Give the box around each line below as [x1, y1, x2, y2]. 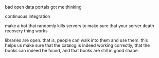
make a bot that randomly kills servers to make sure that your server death [5, 23, 155, 29]
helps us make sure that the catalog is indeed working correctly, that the [5, 43, 150, 48]
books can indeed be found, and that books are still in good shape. [5, 48, 139, 53]
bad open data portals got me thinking [5, 4, 82, 10]
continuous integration [5, 14, 50, 19]
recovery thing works [5, 28, 48, 33]
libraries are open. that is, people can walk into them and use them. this [5, 37, 148, 43]
